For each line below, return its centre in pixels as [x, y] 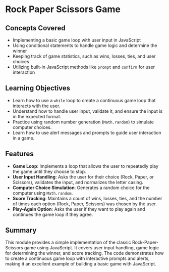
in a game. [23, 138]
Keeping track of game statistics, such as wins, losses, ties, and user [84, 56]
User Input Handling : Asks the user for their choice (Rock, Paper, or [83, 177]
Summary [21, 230]
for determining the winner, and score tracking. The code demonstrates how [84, 253]
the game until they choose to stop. [49, 171]
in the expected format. [37, 116]
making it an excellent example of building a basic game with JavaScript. [81, 264]
